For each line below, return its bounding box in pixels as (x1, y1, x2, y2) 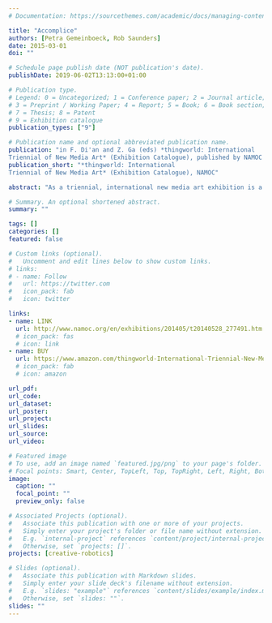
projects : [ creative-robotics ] (8, 549, 114, 558)
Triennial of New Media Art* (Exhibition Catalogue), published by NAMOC (8, 153, 263, 161)
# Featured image (8, 452, 67, 460)
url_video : (8, 437, 45, 445)
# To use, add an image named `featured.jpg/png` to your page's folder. (8, 459, 263, 467)
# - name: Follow (8, 273, 67, 281)
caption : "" (15, 482, 57, 491)
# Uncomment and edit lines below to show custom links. (8, 257, 212, 265)
